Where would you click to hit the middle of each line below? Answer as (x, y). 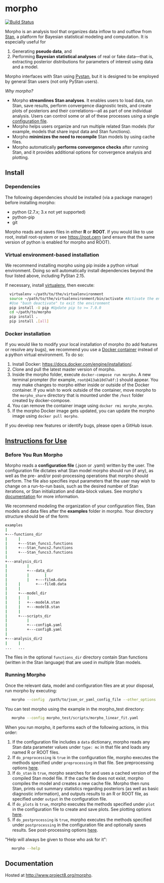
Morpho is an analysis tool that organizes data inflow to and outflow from (79, 31)
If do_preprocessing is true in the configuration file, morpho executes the (85, 757)
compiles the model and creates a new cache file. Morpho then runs (81, 783)
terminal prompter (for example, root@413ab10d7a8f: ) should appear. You (85, 380)
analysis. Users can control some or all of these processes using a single (85, 116)
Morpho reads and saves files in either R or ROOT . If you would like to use (79, 232)
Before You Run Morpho (34, 455)
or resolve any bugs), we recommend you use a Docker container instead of (82, 350)
